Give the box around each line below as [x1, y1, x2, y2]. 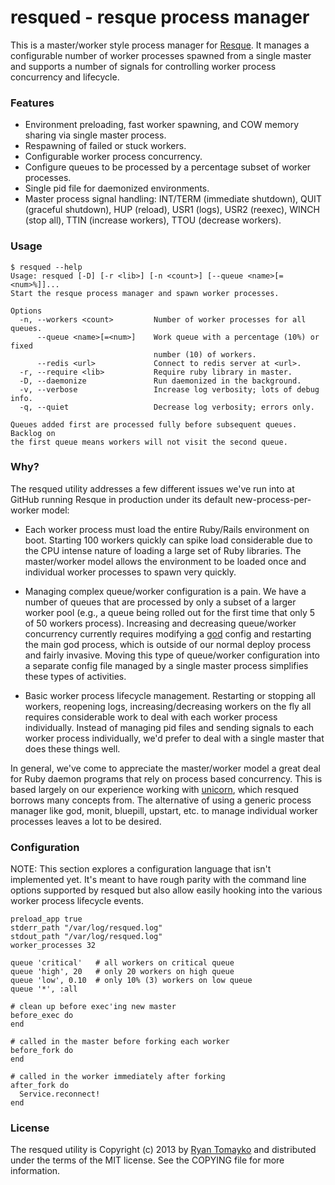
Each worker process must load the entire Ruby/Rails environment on [24, 523, 310, 535]
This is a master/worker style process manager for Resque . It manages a [10, 39, 310, 51]
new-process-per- [234, 493, 312, 505]
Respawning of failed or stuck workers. [24, 140, 187, 152]
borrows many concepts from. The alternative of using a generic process [10, 794, 312, 806]
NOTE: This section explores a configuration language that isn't [10, 863, 272, 875]
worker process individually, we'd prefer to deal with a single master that [24, 732, 325, 744]
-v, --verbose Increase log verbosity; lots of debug [19, 384, 320, 395]
